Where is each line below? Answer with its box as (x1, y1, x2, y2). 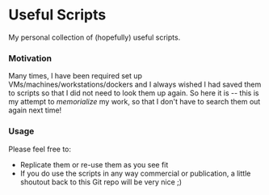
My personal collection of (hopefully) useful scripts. (8, 32, 181, 42)
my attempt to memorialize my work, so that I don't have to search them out (8, 97, 261, 107)
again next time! (8, 105, 62, 115)
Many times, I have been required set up (8, 71, 143, 81)
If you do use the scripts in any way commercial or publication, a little (19, 168, 251, 178)
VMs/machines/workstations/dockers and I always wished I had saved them (8, 79, 262, 90)
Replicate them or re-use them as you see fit (19, 159, 169, 169)
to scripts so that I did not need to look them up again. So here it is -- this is (8, 88, 259, 98)
